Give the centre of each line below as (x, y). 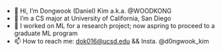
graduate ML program (46, 33)
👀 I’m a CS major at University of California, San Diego (92, 18)
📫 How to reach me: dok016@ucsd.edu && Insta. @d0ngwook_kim (111, 41)
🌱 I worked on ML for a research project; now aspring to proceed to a (114, 26)
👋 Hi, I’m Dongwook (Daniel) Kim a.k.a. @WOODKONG (93, 11)
